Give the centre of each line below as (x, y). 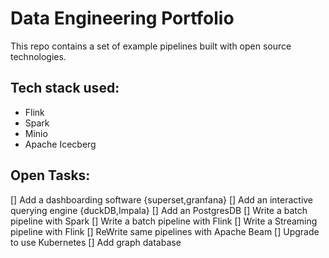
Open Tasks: (50, 175)
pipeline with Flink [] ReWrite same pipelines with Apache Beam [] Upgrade (165, 231)
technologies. (38, 56)
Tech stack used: (65, 88)
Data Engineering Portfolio (122, 18)
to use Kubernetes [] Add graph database (96, 242)
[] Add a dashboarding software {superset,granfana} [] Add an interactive (162, 199)
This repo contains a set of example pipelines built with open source (151, 46)
